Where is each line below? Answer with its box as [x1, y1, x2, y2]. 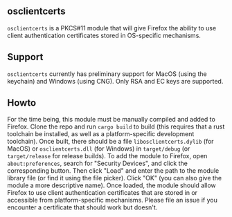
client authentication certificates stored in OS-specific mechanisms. [7, 31, 201, 39]
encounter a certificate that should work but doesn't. [7, 203, 158, 211]
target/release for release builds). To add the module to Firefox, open [7, 152, 208, 160]
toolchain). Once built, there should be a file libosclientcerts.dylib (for [7, 138, 214, 146]
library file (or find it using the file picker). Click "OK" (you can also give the [7, 174, 222, 182]
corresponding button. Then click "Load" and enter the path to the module [7, 167, 220, 175]
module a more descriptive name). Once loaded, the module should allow [7, 181, 216, 189]
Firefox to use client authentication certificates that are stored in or [7, 189, 198, 197]
